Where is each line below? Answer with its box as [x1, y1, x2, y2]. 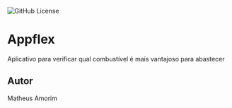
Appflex [7, 32, 55, 47]
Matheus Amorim [7, 94, 58, 102]
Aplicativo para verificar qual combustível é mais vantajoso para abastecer [7, 54, 225, 63]
